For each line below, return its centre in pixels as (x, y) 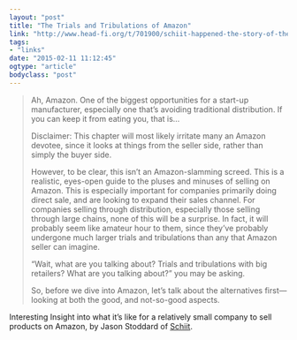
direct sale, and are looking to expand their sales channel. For (143, 200)
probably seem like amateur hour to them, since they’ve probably (149, 228)
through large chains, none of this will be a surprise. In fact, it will (149, 218)
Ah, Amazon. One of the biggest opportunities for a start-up (140, 100)
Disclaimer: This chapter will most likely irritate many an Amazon (148, 136)
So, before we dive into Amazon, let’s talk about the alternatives (147, 290)
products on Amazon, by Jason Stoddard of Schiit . (101, 326)
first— (276, 290)
